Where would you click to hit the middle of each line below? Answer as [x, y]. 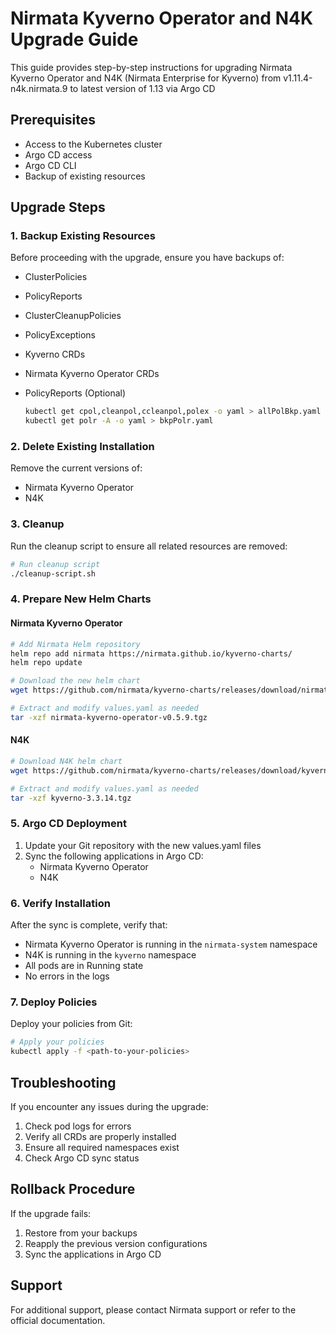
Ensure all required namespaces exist [102, 1147]
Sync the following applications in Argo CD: [114, 856]
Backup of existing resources [85, 176]
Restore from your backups [81, 1233]
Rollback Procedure [73, 1189]
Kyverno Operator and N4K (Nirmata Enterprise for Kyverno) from [146, 78]
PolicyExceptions [60, 335]
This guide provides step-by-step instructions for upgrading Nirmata [151, 67]
